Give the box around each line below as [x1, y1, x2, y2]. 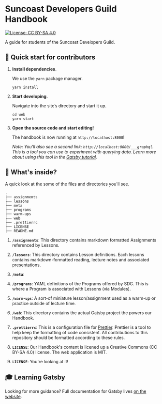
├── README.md [5, 228, 34, 233]
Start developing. [12, 93, 48, 99]
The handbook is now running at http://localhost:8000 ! [12, 134, 125, 140]
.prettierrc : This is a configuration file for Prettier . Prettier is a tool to [12, 324, 151, 330]
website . [5, 394, 22, 400]
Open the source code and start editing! [12, 125, 94, 130]
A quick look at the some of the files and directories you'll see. [5, 181, 130, 187]
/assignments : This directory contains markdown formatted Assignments [12, 237, 157, 243]
